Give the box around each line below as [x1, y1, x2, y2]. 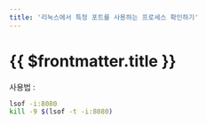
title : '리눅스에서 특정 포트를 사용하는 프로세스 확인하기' [9, 12, 199, 22]
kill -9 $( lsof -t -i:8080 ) [9, 107, 114, 116]
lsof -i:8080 [9, 99, 58, 108]
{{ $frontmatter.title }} [9, 50, 177, 71]
